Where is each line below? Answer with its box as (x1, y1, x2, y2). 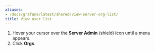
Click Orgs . (12, 41, 36, 47)
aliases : (5, 7, 23, 12)
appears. (12, 35, 31, 41)
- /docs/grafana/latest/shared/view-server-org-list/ (5, 12, 119, 17)
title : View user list (5, 16, 52, 21)
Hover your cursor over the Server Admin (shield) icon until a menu (12, 30, 151, 36)
